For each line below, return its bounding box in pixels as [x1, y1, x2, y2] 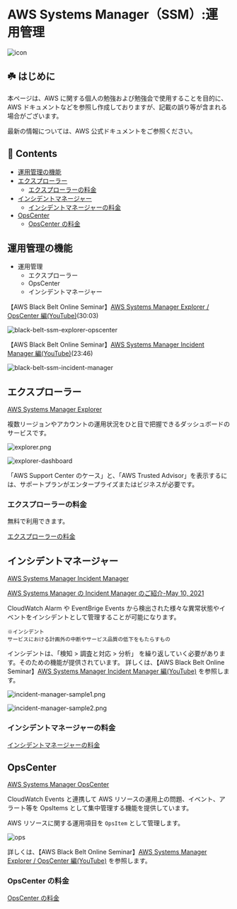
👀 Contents [7, 148, 58, 160]
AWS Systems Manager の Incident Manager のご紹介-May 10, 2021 [7, 589, 204, 597]
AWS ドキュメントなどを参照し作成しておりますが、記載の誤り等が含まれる [7, 102, 228, 111]
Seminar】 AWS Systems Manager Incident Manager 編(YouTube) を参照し [7, 667, 224, 675]
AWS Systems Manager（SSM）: [7, 6, 207, 23]
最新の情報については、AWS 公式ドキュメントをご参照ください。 [7, 126, 197, 135]
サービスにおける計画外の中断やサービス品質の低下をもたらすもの [7, 636, 171, 643]
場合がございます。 [7, 111, 63, 120]
